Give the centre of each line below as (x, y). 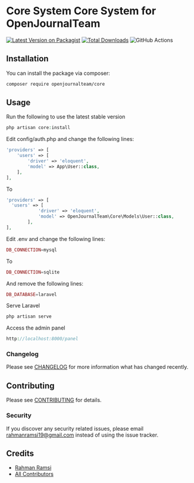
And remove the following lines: (45, 283)
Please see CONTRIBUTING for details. (54, 400)
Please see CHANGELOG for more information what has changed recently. (97, 367)
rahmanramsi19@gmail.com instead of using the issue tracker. (82, 435)
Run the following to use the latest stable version (66, 117)
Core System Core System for (81, 11)
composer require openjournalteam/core (56, 84)
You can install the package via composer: (58, 73)
